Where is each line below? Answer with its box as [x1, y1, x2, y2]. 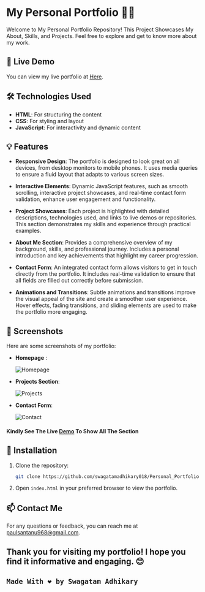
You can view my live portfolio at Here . [6, 73, 104, 80]
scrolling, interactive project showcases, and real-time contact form [15, 189, 187, 197]
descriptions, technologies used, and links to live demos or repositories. [15, 214, 197, 221]
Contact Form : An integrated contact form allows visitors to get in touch [15, 264, 197, 271]
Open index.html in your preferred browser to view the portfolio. [15, 484, 178, 492]
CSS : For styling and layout [15, 117, 84, 124]
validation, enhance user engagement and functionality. [15, 195, 156, 203]
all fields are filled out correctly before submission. [15, 277, 144, 284]
